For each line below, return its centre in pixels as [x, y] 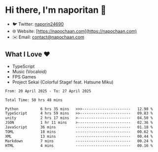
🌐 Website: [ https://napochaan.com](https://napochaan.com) [74, 31]
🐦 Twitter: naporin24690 [38, 24]
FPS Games [24, 76]
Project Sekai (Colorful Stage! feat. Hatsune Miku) [63, 82]
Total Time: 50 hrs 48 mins [34, 100]
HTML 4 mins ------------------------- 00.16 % [79, 146]
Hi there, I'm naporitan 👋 [56, 10]
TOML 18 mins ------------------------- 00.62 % [79, 132]
